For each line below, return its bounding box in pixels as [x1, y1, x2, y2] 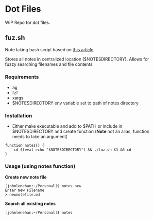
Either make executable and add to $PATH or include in [12, 123, 122, 129]
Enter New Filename [5, 188, 45, 193]
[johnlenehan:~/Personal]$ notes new [5, 183, 82, 188]
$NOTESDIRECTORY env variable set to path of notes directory [12, 100, 139, 106]
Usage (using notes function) [5, 163, 76, 170]
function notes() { [5, 143, 45, 148]
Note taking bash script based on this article [5, 46, 94, 52]
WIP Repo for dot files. [5, 20, 50, 25]
